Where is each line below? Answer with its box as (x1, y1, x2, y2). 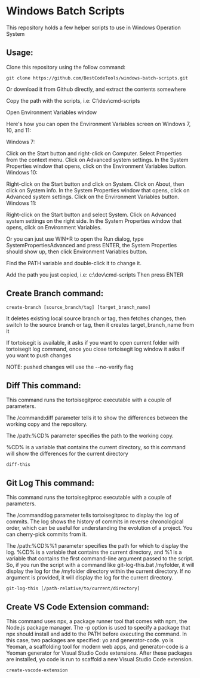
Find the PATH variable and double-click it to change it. (6, 259, 142, 266)
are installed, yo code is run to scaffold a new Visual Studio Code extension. (6, 656, 193, 662)
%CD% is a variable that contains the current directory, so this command (6, 444, 186, 451)
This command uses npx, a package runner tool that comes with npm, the (6, 618, 187, 625)
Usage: (6, 48, 34, 58)
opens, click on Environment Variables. (6, 223, 102, 231)
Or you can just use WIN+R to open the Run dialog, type (6, 235, 144, 243)
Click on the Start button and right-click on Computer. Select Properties (6, 149, 182, 157)
